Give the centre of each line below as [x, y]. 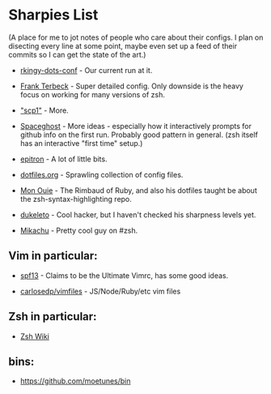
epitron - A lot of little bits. [64, 159]
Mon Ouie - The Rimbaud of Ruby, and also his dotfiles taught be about [138, 190]
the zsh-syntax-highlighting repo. [76, 199]
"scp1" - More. [44, 110]
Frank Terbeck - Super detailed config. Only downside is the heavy [132, 86]
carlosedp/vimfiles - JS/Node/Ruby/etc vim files [100, 291]
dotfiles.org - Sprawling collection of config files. [102, 174]
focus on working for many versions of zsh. [93, 94]
